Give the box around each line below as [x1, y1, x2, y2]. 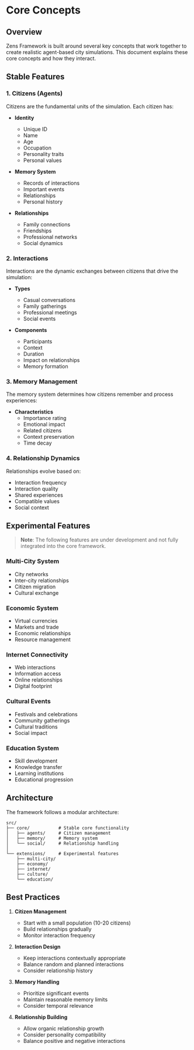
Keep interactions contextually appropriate [23, 954, 126, 961]
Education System [6, 744, 60, 752]
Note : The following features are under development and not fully [20, 536, 179, 543]
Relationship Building [14, 1013, 68, 1021]
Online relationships [14, 676, 63, 683]
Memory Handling [14, 978, 60, 985]
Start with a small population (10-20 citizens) [23, 919, 131, 926]
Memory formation [23, 363, 68, 370]
